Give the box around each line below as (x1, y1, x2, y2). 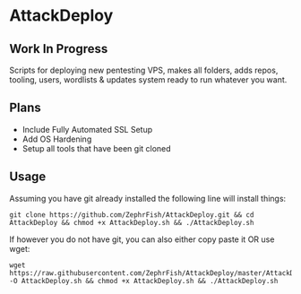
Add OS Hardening (21, 134, 92, 144)
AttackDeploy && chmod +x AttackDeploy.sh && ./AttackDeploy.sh (9, 218, 254, 227)
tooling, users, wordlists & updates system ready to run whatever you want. (9, 74, 288, 85)
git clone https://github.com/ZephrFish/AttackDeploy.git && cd (9, 210, 254, 220)
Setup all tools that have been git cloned (21, 143, 172, 153)
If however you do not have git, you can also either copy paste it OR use (9, 234, 275, 245)
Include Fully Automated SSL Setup (21, 124, 153, 134)
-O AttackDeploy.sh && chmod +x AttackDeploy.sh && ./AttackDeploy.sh (9, 276, 279, 285)
